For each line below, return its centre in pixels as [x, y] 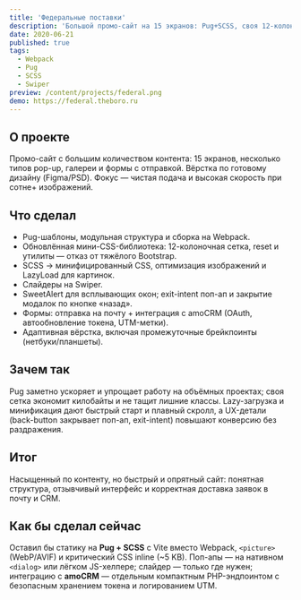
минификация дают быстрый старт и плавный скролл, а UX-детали [138, 410]
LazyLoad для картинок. [68, 275]
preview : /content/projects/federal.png [86, 92]
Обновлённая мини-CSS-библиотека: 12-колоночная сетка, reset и [150, 246]
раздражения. [37, 429]
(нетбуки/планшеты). [63, 342]
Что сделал [43, 215]
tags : [19, 51]
